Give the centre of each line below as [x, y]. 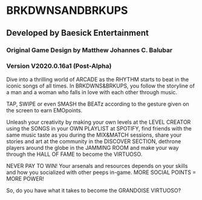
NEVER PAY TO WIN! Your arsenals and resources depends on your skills [97, 166]
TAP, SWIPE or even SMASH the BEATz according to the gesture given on [98, 104]
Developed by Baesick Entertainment [78, 33]
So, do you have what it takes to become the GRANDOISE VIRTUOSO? [94, 190]
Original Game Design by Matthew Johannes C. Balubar [90, 50]
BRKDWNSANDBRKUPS [67, 11]
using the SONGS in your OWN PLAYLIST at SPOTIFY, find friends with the [99, 128]
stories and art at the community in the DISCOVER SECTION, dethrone [94, 141]
